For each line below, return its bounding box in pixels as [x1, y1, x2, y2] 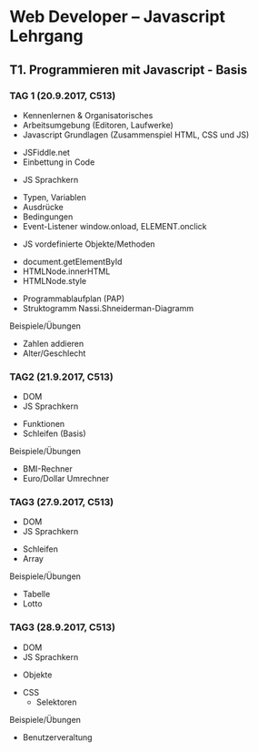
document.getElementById [22, 256, 123, 267]
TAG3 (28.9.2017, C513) [9, 621, 116, 634]
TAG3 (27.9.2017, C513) [9, 496, 114, 509]
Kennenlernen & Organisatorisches [22, 109, 154, 120]
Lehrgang [9, 25, 84, 46]
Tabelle [22, 589, 51, 600]
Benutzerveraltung [22, 731, 93, 743]
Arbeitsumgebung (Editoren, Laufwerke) [22, 119, 174, 130]
